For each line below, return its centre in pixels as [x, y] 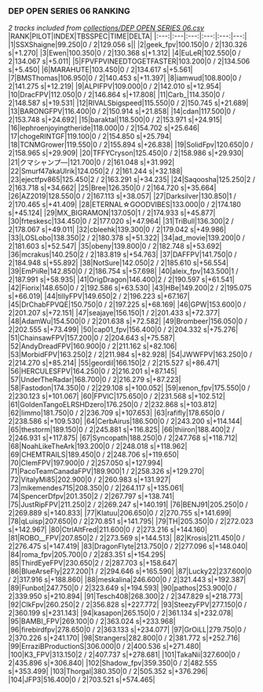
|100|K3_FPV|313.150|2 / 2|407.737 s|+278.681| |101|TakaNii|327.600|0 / [124, 655]
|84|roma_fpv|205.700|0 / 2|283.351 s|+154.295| [87, 555]
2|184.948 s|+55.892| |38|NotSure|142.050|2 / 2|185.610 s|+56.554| [119, 263]
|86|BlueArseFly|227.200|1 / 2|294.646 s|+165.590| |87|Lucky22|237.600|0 [130, 571]
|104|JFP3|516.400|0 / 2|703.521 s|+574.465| [82, 679]
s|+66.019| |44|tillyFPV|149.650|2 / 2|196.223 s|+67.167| [99, 297]
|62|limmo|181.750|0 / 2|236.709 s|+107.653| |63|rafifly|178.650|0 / [117, 413]
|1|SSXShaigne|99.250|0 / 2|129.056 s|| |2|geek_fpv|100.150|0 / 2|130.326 [128, 45]
